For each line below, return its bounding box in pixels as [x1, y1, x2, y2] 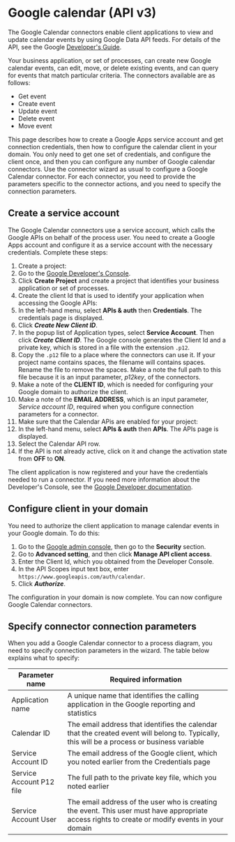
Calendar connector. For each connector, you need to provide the [8, 172, 196, 181]
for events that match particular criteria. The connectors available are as [8, 71, 215, 80]
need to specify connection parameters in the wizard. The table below [8, 647, 210, 655]
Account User [11, 815, 57, 825]
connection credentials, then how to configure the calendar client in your [8, 142, 217, 151]
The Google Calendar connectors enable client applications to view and [8, 28, 213, 36]
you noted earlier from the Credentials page [67, 757, 211, 767]
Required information [109, 675, 182, 684]
